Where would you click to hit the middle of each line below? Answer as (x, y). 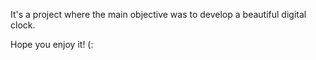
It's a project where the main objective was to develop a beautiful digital (158, 14)
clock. (23, 25)
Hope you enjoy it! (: (52, 44)
